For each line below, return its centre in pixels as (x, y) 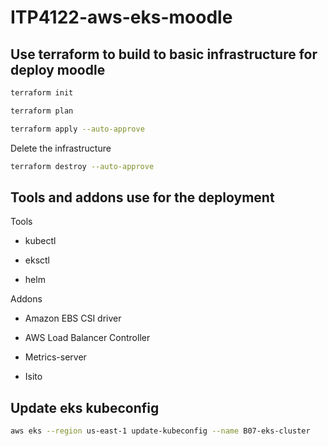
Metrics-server (55, 357)
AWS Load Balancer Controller (87, 338)
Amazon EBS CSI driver (73, 318)
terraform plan (42, 111)
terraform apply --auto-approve (77, 129)
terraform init (42, 93)
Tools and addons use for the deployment (142, 197)
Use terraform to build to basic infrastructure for (164, 54)
